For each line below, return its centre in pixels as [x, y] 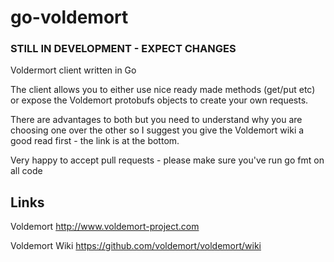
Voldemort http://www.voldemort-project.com [105, 227]
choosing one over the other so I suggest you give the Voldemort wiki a [157, 130]
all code [26, 171]
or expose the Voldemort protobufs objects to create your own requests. [159, 100]
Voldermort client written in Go [73, 70]
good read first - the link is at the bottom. [95, 141]
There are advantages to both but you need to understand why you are [156, 120]
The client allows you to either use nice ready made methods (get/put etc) [163, 90]
